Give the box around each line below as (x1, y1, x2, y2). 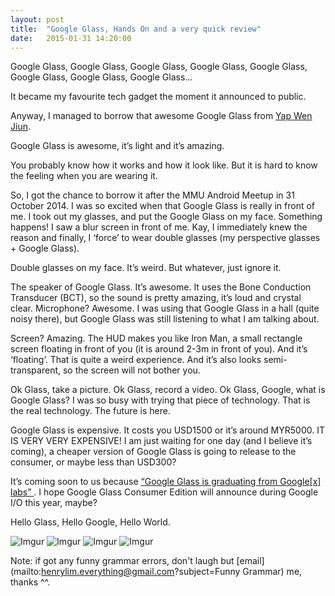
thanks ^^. (10, 576, 51, 588)
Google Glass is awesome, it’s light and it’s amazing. (10, 140, 225, 152)
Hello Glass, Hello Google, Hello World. (10, 516, 171, 528)
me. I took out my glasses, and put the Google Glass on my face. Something (10, 211, 323, 223)
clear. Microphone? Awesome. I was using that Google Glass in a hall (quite (10, 302, 320, 315)
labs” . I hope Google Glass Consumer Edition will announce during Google (10, 486, 319, 498)
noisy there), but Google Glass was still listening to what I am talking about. (10, 313, 320, 325)
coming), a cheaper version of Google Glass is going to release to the (10, 446, 297, 458)
